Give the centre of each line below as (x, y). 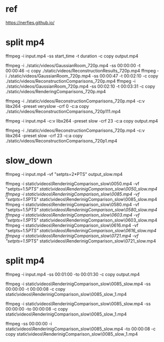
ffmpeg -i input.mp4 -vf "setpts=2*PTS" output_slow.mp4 (64, 174)
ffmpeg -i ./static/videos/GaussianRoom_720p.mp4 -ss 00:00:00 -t (73, 65)
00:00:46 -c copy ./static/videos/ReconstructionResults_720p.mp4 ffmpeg (81, 71)
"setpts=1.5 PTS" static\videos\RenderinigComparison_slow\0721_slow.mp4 (81, 241)
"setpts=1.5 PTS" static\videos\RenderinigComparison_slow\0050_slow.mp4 (82, 189)
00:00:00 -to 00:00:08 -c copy (37, 309)
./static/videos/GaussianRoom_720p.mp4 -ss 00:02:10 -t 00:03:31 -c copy (80, 86)
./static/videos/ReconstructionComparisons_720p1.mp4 (61, 141)
